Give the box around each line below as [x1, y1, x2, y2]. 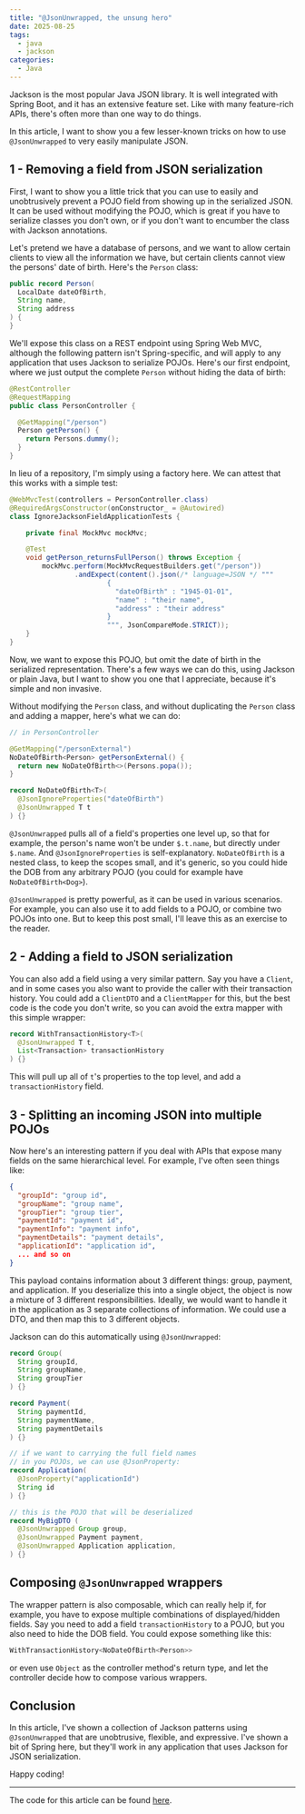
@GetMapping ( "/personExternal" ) [9, 744, 132, 753]
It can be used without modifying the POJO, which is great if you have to [9, 205, 280, 216]
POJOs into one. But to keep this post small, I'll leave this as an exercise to [9, 912, 288, 923]
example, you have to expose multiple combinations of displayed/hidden [9, 1609, 280, 1620]
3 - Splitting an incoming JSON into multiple [9, 1107, 262, 1122]
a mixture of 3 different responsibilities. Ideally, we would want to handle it [9, 1294, 288, 1305]
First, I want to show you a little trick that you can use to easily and [9, 185, 259, 196]
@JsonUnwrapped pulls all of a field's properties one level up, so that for [9, 828, 271, 839]
